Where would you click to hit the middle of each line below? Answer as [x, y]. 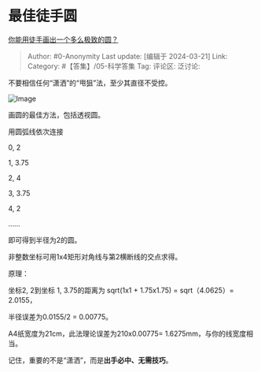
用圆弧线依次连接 [36, 132]
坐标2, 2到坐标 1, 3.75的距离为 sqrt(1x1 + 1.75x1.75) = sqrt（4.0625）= [121, 290]
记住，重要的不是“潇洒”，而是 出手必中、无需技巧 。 [90, 360]
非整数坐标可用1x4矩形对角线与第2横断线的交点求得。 [95, 256]
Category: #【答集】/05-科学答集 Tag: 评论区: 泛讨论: [114, 66]
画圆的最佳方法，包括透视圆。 [56, 114]
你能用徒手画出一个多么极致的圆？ [63, 39]
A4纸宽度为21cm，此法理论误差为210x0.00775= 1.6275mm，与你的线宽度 [127, 333]
